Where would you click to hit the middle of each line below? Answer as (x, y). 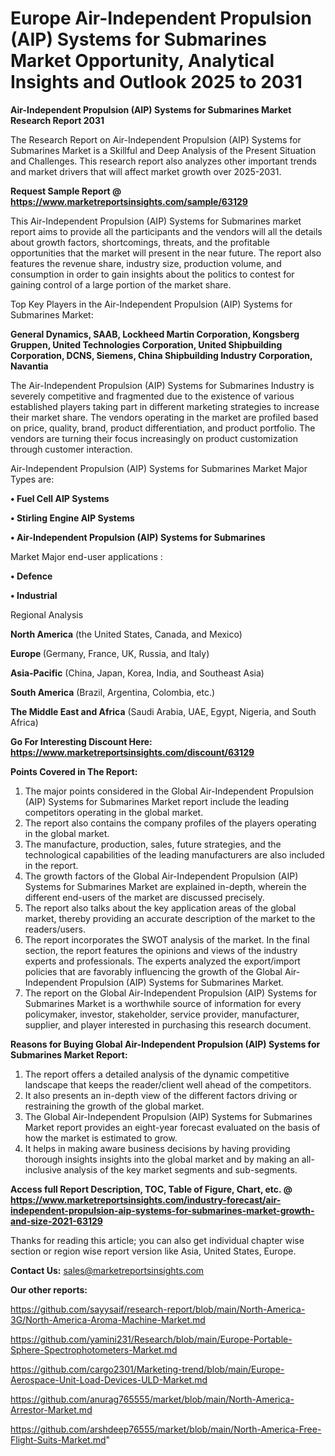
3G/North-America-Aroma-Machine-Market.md (108, 1319)
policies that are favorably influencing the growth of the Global (153, 971)
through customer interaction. (71, 449)
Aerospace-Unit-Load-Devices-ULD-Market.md (109, 1379)
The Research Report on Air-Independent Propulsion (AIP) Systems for (156, 139)
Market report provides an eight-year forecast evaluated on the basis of (172, 1127)
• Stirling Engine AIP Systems (72, 518)
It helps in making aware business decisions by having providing (157, 1148)
